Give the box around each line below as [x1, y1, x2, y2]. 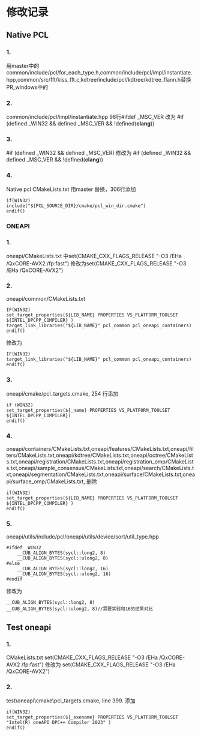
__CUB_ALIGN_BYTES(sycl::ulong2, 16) [17, 571, 112, 577]
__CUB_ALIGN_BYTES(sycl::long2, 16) [17, 566, 109, 572]
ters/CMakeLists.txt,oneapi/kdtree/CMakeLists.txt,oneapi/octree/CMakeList [6, 451, 193, 459]
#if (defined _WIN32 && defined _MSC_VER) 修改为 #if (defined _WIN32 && [6, 149, 191, 157]
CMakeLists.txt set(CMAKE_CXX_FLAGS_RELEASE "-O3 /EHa [6, 654, 158, 661]
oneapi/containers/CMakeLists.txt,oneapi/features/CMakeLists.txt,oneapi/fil [6, 445, 194, 452]
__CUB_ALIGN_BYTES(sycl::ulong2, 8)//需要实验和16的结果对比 [6, 606, 153, 612]
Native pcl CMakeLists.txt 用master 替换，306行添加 [6, 186, 136, 193]
